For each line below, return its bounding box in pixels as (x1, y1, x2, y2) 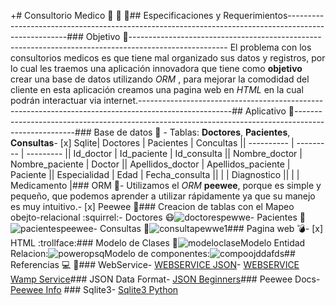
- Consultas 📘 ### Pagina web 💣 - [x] (93, 223, 324, 234)
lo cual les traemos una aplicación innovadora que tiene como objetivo (10, 63, 303, 74)
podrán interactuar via (10, 95, 102, 106)
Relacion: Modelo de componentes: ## (10, 248, 296, 259)
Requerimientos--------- (223, 10, 325, 21)
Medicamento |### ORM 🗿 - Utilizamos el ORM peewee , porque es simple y (10, 180, 322, 191)
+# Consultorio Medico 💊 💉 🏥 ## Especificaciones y (10, 10, 222, 21)
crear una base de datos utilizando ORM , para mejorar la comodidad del (10, 73, 310, 85)
